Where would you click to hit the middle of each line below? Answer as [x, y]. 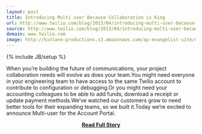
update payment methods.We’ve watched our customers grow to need [94, 100]
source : [16, 29]
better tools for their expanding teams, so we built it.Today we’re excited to [99, 107]
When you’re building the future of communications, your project [87, 69]
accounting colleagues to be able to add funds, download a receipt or [93, 94]
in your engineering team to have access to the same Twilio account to [94, 81]
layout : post [23, 12]
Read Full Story [101, 125]
